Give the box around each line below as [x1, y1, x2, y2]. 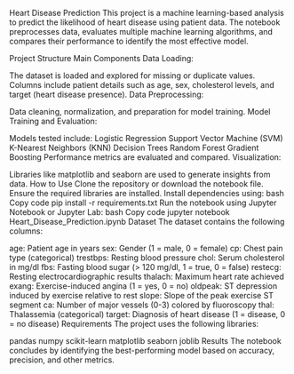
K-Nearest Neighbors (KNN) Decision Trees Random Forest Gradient [9, 142, 259, 153]
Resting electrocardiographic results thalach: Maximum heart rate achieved [9, 271, 284, 282]
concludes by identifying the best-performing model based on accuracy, [9, 346, 275, 355]
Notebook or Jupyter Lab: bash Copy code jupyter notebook [9, 207, 231, 217]
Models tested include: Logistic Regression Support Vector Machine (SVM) [9, 133, 283, 143]
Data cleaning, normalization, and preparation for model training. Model [9, 107, 271, 116]
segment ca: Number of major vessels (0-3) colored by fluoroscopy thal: [9, 299, 275, 310]
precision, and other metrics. [9, 354, 115, 365]
